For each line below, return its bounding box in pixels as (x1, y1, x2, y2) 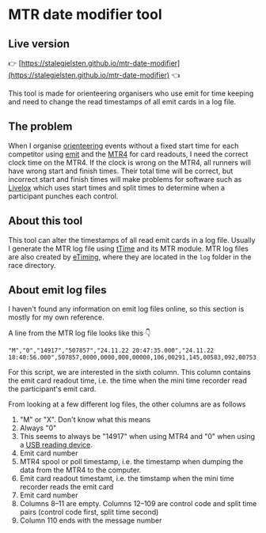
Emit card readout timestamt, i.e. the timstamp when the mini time (19, 474, 235, 483)
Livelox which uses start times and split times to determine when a (8, 183, 226, 192)
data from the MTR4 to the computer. (19, 465, 142, 475)
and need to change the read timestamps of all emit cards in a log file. (8, 97, 236, 106)
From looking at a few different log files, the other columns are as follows (8, 399, 246, 409)
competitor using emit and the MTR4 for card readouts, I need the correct (8, 149, 249, 159)
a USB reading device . (19, 440, 93, 450)
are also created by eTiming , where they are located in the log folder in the (8, 251, 252, 262)
